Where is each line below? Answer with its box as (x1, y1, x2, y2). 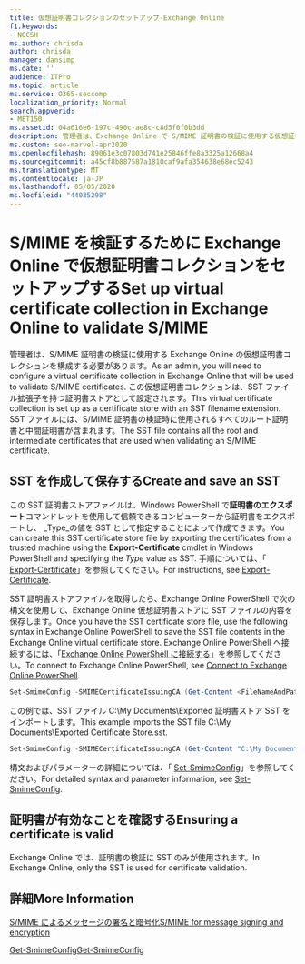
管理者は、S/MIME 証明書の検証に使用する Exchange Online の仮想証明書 (9, 348, 284, 359)
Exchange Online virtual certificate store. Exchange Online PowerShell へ (9, 637, 281, 648)
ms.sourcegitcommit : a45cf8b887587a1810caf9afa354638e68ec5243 (9, 156, 254, 166)
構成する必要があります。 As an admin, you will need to (56, 360, 261, 371)
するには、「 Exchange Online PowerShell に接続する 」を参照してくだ (16, 648, 274, 659)
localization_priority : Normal (9, 97, 128, 107)
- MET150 (9, 115, 43, 124)
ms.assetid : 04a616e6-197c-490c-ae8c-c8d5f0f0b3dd (9, 124, 205, 133)
